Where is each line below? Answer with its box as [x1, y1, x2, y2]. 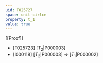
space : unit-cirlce [5, 12, 47, 17]
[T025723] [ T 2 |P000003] [12, 45, 66, 52]
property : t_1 [5, 17, 36, 22]
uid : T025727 [5, 7, 33, 13]
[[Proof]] [5, 35, 24, 41]
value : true [5, 21, 30, 27]
